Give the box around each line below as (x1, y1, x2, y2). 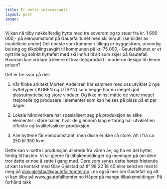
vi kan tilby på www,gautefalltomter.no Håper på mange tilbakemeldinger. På (5, 174, 163, 180)
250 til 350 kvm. (12, 138, 46, 144)
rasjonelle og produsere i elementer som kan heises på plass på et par (12, 97, 157, 103)
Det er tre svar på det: (5, 72, 50, 78)
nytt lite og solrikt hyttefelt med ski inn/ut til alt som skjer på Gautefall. (5, 51, 149, 57)
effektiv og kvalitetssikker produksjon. (12, 123, 91, 129)
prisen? (5, 62, 21, 68)
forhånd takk (5, 179, 31, 185)
